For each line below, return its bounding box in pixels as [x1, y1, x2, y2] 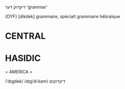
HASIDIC [5, 53, 41, 64]
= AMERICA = [5, 69, 33, 75]
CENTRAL [5, 31, 46, 42]
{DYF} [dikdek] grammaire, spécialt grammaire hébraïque [5, 14, 121, 19]
